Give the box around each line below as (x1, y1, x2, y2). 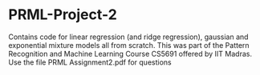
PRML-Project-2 (8, 6, 118, 24)
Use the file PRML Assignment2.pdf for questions (8, 57, 172, 67)
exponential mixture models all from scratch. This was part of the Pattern (8, 40, 250, 49)
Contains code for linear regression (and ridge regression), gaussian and (8, 32, 249, 41)
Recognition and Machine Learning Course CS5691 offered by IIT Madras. (8, 49, 253, 58)
